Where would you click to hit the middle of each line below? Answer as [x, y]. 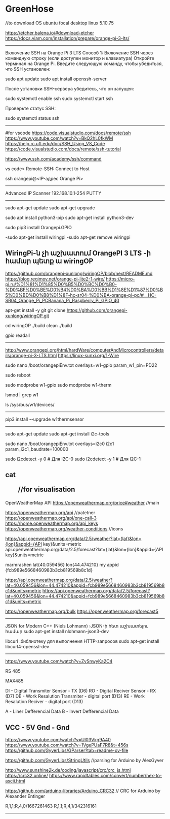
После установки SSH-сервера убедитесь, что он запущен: [70, 88]
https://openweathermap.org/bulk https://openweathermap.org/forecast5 [82, 611]
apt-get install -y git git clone [35, 310]
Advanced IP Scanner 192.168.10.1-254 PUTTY [53, 193]
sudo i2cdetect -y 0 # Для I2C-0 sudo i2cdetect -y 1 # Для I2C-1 [73, 459]
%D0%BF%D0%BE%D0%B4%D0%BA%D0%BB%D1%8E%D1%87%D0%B [84, 290]
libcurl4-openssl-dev [27, 647]
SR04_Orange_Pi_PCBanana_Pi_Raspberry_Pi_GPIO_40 [62, 300]
